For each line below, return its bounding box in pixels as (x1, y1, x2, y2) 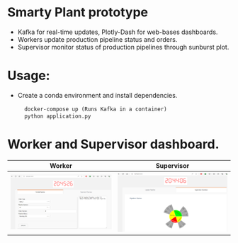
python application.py (24, 113, 91, 120)
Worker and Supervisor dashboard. (7, 136, 220, 152)
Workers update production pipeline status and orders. (17, 35, 178, 43)
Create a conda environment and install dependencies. (17, 91, 178, 99)
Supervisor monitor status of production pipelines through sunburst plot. (17, 43, 229, 51)
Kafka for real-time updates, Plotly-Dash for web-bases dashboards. (17, 28, 218, 36)
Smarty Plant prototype (7, 4, 149, 21)
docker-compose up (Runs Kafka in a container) (24, 106, 168, 113)
